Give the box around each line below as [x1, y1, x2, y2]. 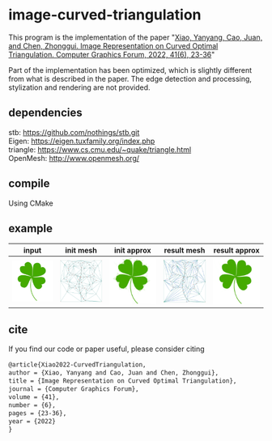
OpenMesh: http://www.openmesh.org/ [8, 153, 140, 163]
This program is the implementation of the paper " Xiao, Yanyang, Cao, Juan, [8, 32, 263, 42]
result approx [213, 245, 261, 255]
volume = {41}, [8, 393, 60, 401]
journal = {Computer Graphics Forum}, [8, 385, 139, 393]
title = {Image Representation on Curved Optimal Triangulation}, [8, 377, 237, 385]
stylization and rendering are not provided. [8, 83, 151, 92]
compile [8, 176, 50, 191]
